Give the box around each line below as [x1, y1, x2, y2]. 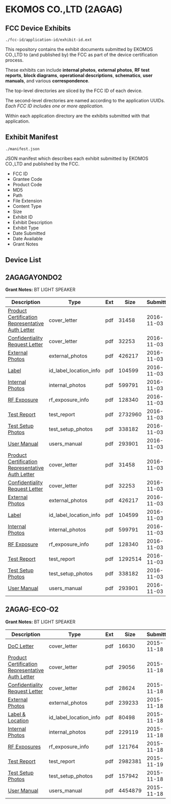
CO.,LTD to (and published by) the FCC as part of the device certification [5, 52, 158, 58]
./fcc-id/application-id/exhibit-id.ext [5, 37, 93, 42]
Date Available [12, 235, 43, 241]
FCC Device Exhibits [5, 24, 71, 33]
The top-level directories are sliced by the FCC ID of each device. [5, 88, 143, 94]
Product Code [12, 181, 42, 187]
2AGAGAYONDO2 [5, 273, 63, 282]
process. [5, 57, 24, 63]
